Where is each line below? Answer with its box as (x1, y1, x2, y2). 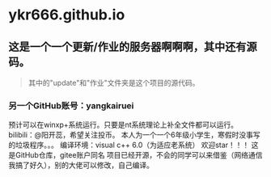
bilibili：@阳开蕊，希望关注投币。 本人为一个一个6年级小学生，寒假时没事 (8, 130, 253, 140)
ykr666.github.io (8, 6, 125, 24)
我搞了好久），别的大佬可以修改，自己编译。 (8, 160, 154, 171)
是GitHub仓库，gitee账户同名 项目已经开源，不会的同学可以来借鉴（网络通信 (8, 150, 263, 160)
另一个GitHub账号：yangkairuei (8, 99, 134, 111)
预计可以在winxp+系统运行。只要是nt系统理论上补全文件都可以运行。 (8, 120, 239, 130)
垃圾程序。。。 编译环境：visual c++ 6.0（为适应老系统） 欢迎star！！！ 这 (15, 140, 259, 150)
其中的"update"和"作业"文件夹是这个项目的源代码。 (28, 78, 200, 87)
